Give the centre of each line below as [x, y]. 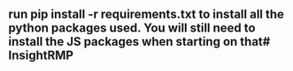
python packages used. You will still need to [132, 28]
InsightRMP [41, 56]
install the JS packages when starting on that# [139, 42]
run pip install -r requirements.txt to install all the [146, 14]
